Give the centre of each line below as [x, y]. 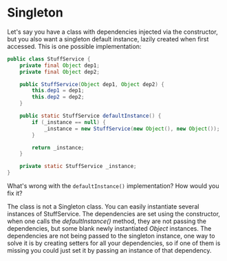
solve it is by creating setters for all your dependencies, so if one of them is [114, 243]
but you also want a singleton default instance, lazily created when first [108, 39]
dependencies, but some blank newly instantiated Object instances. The [109, 229]
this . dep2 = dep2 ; [58, 97]
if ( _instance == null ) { [69, 122]
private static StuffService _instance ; [78, 167]
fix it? [15, 194]
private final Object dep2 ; [60, 72]
